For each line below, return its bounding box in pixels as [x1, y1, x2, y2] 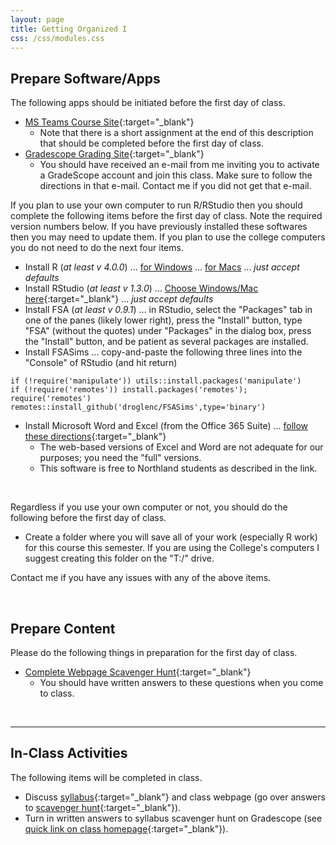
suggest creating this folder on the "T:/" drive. [24, 552, 215, 565]
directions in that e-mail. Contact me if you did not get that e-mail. [39, 180, 312, 192]
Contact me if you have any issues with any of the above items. [10, 572, 272, 584]
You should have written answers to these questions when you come [39, 677, 324, 688]
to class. [39, 687, 75, 699]
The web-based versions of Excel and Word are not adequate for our [39, 441, 324, 453]
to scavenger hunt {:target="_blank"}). [24, 801, 182, 813]
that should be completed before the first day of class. [39, 137, 264, 150]
